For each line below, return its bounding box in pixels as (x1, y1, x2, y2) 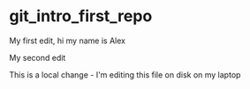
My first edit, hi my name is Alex (9, 35, 126, 46)
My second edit (9, 52, 66, 63)
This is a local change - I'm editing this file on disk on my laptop (9, 69, 241, 80)
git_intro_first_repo (9, 6, 153, 26)
